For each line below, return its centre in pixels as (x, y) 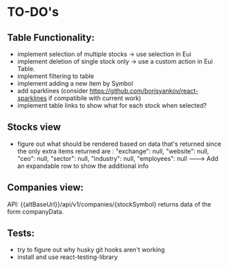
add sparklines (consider (53, 91)
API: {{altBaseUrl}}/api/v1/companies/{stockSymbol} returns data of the (109, 204)
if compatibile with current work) (95, 98)
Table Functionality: (51, 38)
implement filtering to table (56, 76)
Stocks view (34, 127)
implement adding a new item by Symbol (75, 83)
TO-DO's (33, 12)
